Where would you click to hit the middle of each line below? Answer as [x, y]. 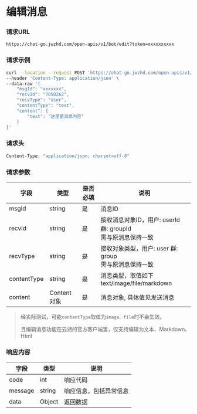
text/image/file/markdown [136, 283]
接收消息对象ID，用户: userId [140, 219]
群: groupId [116, 228]
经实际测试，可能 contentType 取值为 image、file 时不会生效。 [93, 317]
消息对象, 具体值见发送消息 [137, 297]
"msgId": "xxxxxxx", [42, 89]
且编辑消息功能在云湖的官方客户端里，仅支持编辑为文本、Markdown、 [105, 329]
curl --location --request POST [45, 73]
